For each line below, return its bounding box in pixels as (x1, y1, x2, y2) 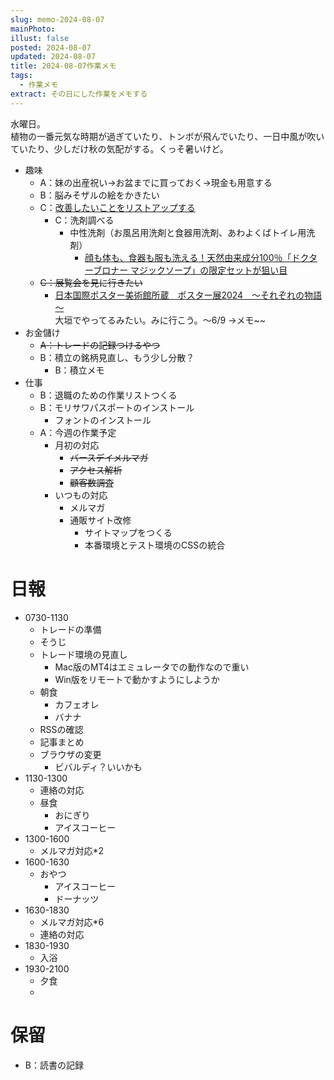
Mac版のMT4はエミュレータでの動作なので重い (54, 661, 250, 673)
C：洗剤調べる (54, 214, 115, 226)
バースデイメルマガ (69, 451, 149, 463)
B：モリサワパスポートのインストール (39, 401, 195, 413)
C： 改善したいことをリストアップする (39, 201, 196, 213)
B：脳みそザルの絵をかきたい (39, 189, 160, 201)
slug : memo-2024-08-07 (10, 14, 105, 25)
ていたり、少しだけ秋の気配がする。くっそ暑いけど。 (10, 142, 229, 155)
